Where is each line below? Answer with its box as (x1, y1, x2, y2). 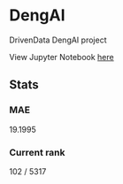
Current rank (9, 146, 65, 158)
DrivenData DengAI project (9, 34, 107, 45)
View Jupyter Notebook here (9, 51, 114, 62)
